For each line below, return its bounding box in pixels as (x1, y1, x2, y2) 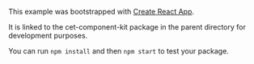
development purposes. (8, 31, 88, 40)
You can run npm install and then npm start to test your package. (8, 46, 229, 55)
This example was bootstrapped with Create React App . (8, 7, 195, 16)
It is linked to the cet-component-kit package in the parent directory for (8, 22, 247, 31)
